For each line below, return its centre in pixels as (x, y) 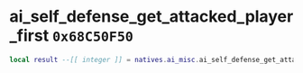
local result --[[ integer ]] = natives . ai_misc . (105, 59)
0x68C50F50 (93, 37)
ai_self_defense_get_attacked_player (151, 17)
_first (29, 36)
